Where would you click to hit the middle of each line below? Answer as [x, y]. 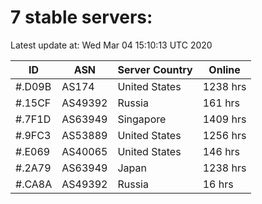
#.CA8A [34, 184]
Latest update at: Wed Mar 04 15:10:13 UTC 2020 [111, 45]
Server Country [155, 69]
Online [224, 69]
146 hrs [221, 151]
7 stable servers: [81, 17]
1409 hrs [224, 119]
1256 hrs [224, 135]
